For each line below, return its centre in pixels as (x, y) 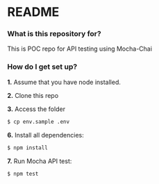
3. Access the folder (36, 109)
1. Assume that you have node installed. (64, 82)
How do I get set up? (42, 67)
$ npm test (23, 174)
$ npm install (28, 148)
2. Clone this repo (33, 95)
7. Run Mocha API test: (40, 161)
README (33, 12)
